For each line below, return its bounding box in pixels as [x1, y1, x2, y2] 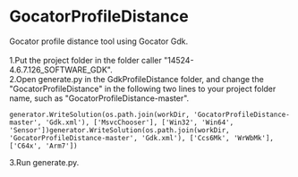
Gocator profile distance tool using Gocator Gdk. [9, 36, 189, 46]
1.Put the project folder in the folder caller [9, 55, 163, 65]
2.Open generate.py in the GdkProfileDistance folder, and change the [9, 73, 264, 84]
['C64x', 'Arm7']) [9, 141, 78, 150]
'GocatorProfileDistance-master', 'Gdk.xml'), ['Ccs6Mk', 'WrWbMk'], [9, 133, 275, 142]
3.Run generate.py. [9, 156, 80, 167]
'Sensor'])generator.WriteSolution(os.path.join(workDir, [9, 125, 230, 135]
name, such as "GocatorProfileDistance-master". [9, 92, 190, 104]
